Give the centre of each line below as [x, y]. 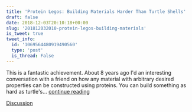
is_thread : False [33, 56]
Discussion [19, 103]
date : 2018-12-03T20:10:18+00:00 [47, 23]
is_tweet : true [25, 34]
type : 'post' [27, 50]
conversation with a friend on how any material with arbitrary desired [90, 79]
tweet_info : [21, 39]
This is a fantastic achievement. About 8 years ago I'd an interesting [89, 72]
